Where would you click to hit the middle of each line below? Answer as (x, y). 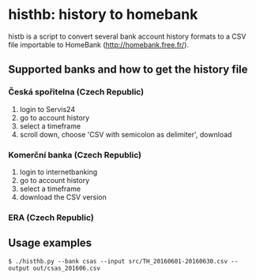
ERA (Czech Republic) (51, 217)
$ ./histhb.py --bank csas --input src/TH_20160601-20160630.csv (118, 261)
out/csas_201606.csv (67, 268)
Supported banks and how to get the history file (128, 70)
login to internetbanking (58, 172)
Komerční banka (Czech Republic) (75, 155)
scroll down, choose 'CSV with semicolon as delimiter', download (126, 134)
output (19, 268)
